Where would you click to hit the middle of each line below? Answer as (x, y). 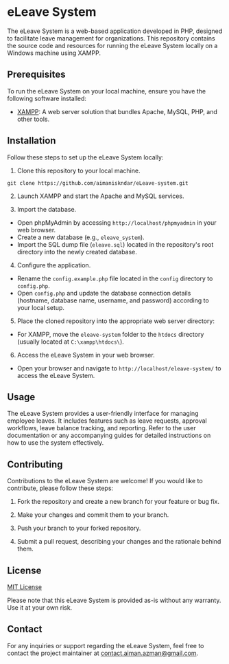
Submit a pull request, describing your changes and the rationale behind (119, 542)
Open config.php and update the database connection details (104, 293)
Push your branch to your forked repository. (79, 528)
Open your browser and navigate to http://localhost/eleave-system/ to (119, 368)
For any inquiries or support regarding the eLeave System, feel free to (106, 645)
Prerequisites (36, 75)
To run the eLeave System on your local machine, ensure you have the (107, 91)
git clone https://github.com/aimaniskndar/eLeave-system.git (98, 183)
